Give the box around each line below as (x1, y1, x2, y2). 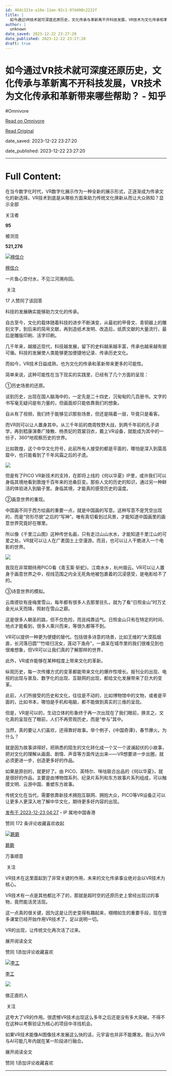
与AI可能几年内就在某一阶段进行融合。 (5, 1037, 86, 1044)
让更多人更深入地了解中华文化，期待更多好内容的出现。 (5, 798, 122, 804)
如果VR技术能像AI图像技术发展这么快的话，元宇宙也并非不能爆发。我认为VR (5, 1031, 165, 1037)
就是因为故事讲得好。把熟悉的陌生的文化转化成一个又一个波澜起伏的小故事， (5, 744, 167, 750)
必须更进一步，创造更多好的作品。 (5, 757, 77, 763)
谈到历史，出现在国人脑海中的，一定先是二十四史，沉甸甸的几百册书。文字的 (5, 393, 167, 399)
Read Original (5, 128, 34, 134)
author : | (5, 22, 27, 27)
